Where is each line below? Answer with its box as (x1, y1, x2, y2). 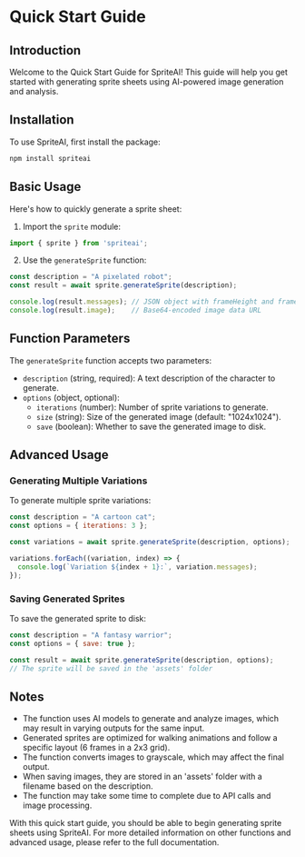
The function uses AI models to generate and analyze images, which (22, 713, 280, 724)
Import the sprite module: (22, 221, 121, 232)
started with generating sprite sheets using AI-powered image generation (9, 76, 284, 87)
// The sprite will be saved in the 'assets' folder (9, 663, 213, 673)
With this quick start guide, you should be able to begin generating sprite (9, 818, 282, 829)
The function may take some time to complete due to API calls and (22, 791, 271, 802)
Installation (9, 112, 74, 128)
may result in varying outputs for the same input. (22, 722, 205, 733)
